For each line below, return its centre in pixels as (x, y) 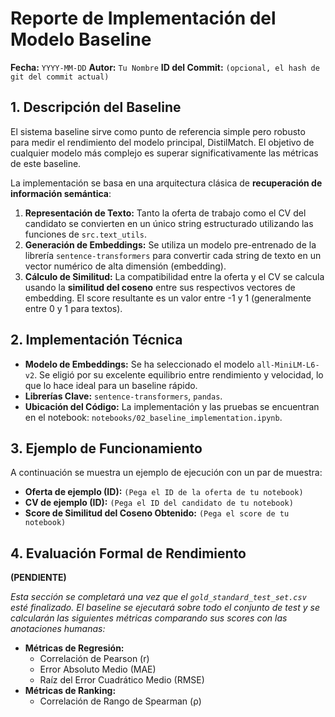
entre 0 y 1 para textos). (73, 308)
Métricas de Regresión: (74, 648)
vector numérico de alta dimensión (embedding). (125, 266)
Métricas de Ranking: (70, 691)
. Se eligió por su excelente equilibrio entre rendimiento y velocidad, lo (179, 374)
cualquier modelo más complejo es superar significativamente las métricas (164, 153)
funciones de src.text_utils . (86, 234)
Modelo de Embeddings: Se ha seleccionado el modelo (139, 364)
